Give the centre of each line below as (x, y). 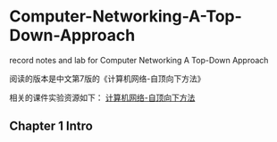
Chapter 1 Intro (51, 126)
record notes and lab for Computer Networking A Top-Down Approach (139, 60)
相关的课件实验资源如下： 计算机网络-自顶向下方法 (102, 97)
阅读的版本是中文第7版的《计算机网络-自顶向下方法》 (107, 79)
